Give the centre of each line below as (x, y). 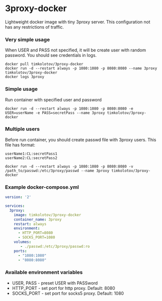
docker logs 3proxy (25, 77)
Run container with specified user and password (53, 99)
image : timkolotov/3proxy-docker (48, 215)
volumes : (23, 242)
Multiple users (22, 129)
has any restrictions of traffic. (34, 27)
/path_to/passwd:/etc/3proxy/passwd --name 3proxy (57, 171)
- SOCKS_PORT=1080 (36, 238)
